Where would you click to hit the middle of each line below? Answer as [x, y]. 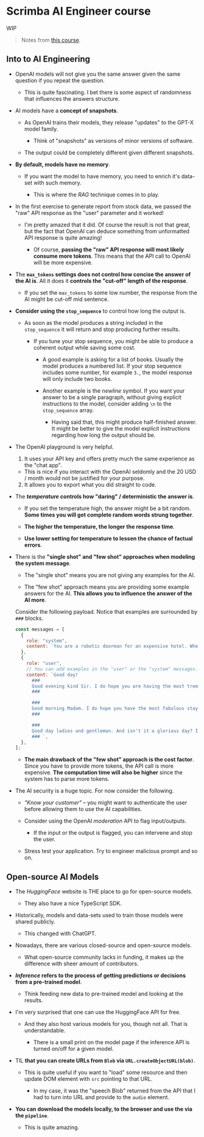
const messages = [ [40, 629]
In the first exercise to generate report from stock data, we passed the [103, 206]
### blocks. [29, 618]
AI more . [35, 600]
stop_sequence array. [68, 410]
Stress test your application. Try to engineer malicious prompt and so [111, 851]
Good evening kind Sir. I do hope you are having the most [108, 686]
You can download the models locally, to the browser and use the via [104, 1109]
